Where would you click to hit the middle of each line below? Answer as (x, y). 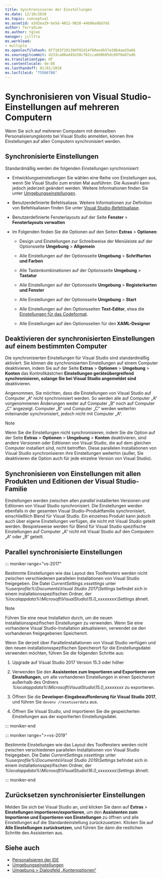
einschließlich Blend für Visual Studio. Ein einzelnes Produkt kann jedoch (78, 516)
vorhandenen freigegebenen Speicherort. (47, 633)
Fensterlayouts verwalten (39, 222)
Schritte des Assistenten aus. (34, 833)
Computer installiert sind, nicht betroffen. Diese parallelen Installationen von (81, 448)
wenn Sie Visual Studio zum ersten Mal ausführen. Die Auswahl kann (81, 183)
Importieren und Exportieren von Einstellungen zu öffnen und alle (72, 817)
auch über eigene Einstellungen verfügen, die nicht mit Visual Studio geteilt (80, 521)
